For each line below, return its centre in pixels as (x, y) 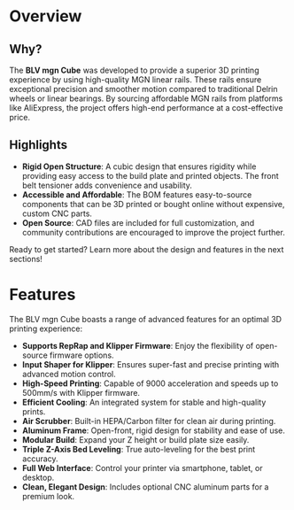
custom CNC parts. (57, 213)
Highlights (39, 145)
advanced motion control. (69, 374)
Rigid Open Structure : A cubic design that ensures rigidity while (139, 166)
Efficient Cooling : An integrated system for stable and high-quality (144, 402)
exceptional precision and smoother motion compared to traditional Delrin (143, 89)
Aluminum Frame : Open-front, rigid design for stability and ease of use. (154, 430)
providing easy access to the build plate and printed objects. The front (150, 175)
